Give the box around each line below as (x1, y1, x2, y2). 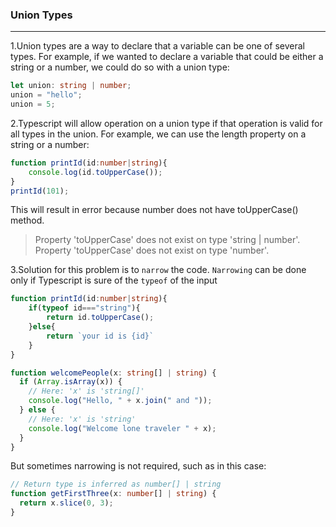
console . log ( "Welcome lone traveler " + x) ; (28, 423, 217, 433)
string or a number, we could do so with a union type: (10, 61, 230, 73)
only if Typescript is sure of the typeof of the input (10, 274, 218, 287)
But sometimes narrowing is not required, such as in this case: (10, 460, 267, 472)
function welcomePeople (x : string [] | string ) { (10, 368, 217, 378)
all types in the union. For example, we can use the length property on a (10, 128, 307, 140)
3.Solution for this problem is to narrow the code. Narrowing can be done (10, 264, 307, 276)
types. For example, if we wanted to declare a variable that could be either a (10, 51, 324, 63)
